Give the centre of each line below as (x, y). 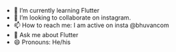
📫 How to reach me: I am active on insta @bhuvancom (91, 25)
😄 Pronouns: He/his (42, 42)
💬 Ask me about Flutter (46, 35)
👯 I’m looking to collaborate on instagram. (72, 18)
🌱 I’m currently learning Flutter (56, 10)
